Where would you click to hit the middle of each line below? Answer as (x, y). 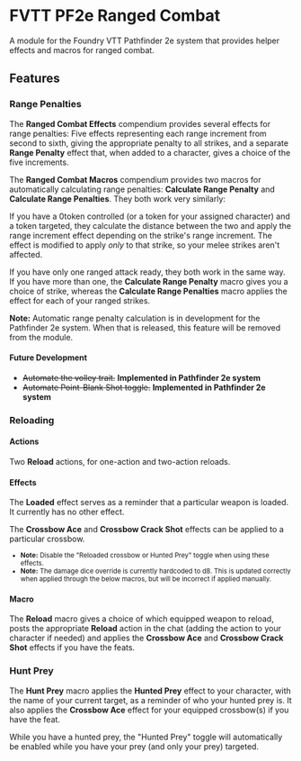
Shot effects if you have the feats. (72, 648)
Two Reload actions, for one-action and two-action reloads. (120, 461)
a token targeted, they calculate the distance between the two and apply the (150, 225)
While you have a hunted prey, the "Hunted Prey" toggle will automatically (146, 737)
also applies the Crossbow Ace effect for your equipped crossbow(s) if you (149, 710)
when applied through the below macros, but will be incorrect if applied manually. (146, 579)
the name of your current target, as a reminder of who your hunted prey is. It (150, 700)
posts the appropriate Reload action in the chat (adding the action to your (145, 629)
